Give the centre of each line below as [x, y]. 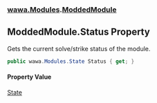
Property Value [29, 77]
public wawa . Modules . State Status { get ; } [71, 61]
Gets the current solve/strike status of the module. [79, 48]
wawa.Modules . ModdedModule [62, 10]
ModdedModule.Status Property [78, 32]
